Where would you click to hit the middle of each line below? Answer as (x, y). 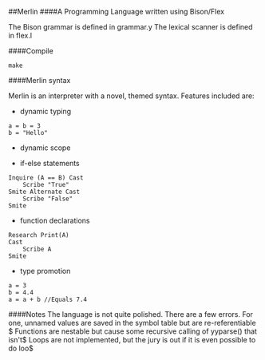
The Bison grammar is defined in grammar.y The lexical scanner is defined (131, 27)
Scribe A (37, 249)
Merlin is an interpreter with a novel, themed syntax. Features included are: (131, 96)
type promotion (45, 271)
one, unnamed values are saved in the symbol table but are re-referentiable (132, 323)
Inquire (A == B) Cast (46, 178)
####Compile (31, 51)
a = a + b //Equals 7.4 (48, 299)
